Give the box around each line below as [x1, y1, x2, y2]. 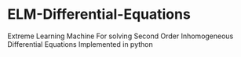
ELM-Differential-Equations [7, 5, 192, 23]
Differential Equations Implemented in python [7, 39, 154, 48]
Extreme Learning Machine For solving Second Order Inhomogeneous [7, 31, 234, 41]
